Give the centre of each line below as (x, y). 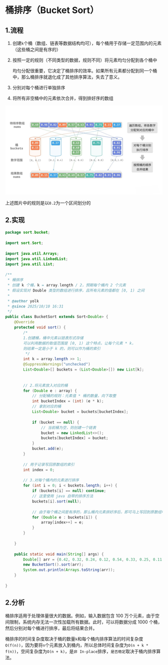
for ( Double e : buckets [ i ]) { (64, 517)
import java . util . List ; (30, 264)
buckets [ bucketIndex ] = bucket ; (74, 438)
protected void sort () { (40, 327)
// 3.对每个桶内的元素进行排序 (51, 480)
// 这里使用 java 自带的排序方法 (62, 496)
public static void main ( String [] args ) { (59, 554)
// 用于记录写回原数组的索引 (49, 464)
